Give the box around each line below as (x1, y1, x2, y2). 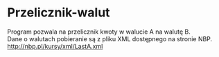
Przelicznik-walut (7, 5, 110, 21)
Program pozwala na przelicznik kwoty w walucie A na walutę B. (7, 27, 191, 36)
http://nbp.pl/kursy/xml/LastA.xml (7, 42, 103, 50)
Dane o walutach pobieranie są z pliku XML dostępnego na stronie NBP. (7, 34, 213, 43)
